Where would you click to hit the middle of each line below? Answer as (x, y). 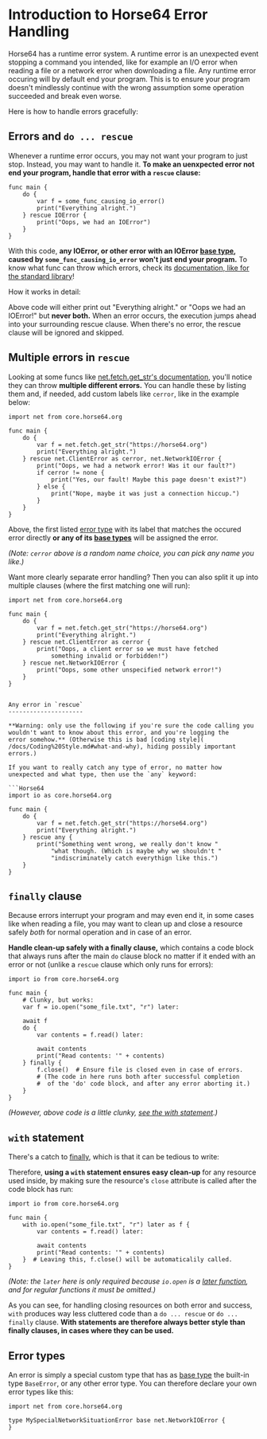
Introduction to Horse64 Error (108, 15)
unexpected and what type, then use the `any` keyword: (103, 774)
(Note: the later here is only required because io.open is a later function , (128, 1281)
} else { (51, 486)
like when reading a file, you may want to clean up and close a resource (126, 924)
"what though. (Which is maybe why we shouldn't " (136, 851)
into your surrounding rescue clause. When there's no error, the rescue (124, 323)
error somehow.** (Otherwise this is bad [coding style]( (106, 739)
